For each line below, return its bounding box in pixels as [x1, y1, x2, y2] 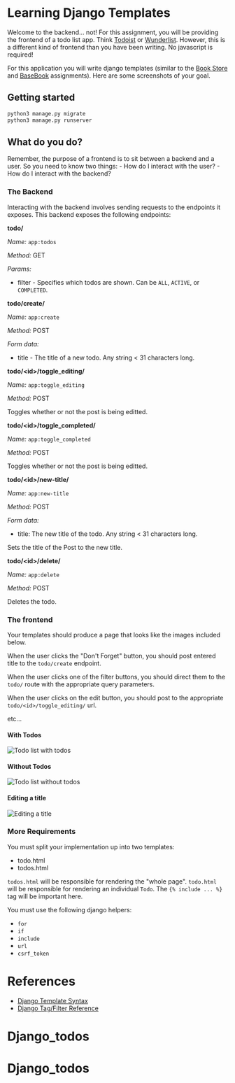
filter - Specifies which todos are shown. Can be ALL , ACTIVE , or [17, 278, 200, 286]
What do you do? [7, 136, 83, 148]
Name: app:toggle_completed [7, 434, 91, 443]
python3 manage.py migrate [7, 110, 86, 117]
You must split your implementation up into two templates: [7, 842, 175, 851]
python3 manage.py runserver [7, 117, 92, 124]
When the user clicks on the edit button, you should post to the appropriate [7, 693, 224, 702]
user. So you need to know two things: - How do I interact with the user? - [7, 162, 220, 171]
